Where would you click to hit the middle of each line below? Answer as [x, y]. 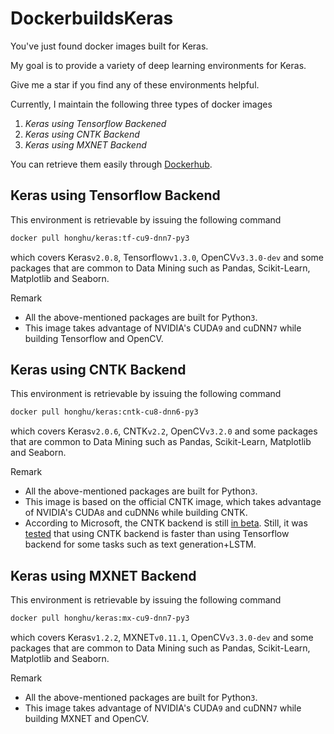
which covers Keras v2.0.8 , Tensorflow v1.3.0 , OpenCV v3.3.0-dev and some [167, 257]
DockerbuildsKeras [92, 18]
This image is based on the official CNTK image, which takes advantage [173, 502]
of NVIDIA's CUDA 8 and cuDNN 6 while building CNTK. [136, 513]
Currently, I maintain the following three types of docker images [141, 104]
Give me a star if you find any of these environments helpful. [135, 84]
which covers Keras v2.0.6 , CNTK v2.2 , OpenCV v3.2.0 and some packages [164, 431]
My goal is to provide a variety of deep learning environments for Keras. [158, 65]
